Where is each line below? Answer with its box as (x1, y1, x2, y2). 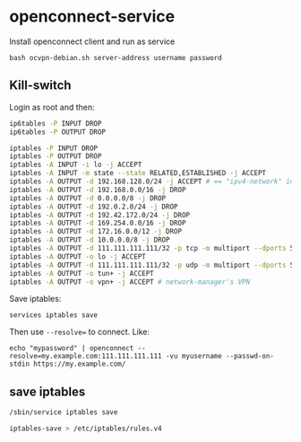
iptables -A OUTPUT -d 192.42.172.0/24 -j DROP (9, 210, 191, 219)
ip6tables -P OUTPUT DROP (9, 128, 106, 137)
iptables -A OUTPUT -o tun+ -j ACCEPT (9, 269, 154, 278)
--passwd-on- (225, 352, 275, 361)
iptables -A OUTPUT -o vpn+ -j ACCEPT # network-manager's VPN (9, 277, 251, 287)
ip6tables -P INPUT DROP (9, 119, 102, 128)
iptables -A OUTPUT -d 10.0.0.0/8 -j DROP (9, 235, 170, 244)
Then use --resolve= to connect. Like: (9, 326, 150, 338)
